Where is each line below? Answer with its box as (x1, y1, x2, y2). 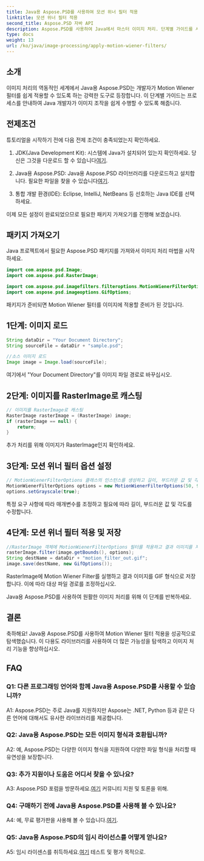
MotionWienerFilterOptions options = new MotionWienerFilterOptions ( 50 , (6, 483, 194, 489)
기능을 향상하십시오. (12, 645, 60, 652)
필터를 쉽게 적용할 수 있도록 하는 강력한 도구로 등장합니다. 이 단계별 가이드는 (6, 92, 186, 99)
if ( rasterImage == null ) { (6, 418, 78, 424)
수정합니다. (6, 508, 33, 515)
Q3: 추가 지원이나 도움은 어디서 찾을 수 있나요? (6, 770, 134, 778)
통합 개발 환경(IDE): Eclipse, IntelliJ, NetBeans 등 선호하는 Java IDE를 (15, 190, 183, 197)
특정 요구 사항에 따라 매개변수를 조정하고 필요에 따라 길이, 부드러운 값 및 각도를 (6, 500, 192, 507)
